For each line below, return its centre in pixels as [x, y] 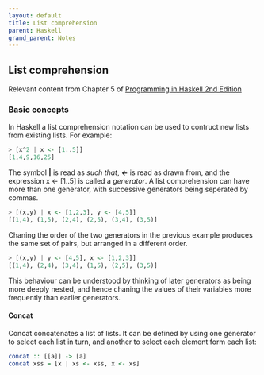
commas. [23, 198]
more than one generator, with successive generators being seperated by [128, 189]
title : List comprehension [53, 23]
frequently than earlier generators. [65, 297]
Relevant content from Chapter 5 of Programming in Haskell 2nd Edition [125, 89]
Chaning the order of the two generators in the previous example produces [131, 234]
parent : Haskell [35, 30]
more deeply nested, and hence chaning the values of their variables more [130, 289]
